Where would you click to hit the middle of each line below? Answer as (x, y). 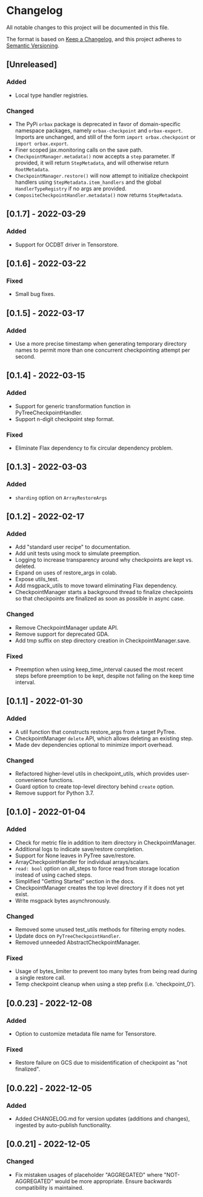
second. (25, 356)
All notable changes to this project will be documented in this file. (88, 27)
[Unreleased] (32, 65)
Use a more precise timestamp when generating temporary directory (101, 343)
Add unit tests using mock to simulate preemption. (78, 553)
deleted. (25, 566)
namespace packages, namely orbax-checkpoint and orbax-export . (99, 130)
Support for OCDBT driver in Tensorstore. (67, 244)
